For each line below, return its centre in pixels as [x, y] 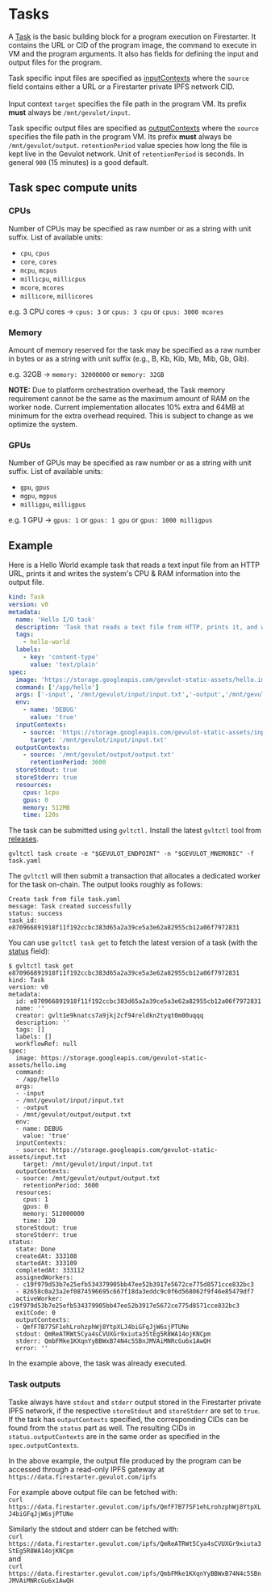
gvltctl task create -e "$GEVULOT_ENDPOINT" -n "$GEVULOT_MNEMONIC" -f [131, 854]
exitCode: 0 [36, 1313]
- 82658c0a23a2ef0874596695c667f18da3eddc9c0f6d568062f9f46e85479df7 [135, 1292]
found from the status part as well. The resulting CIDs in [102, 1428]
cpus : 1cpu [41, 792]
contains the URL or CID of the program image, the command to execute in [132, 44]
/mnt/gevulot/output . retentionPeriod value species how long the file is [128, 145]
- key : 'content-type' [61, 657]
